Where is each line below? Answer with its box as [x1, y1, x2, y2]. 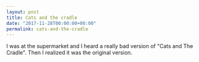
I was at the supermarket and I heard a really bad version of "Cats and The [6, 43, 194, 50]
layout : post [6, 9, 40, 15]
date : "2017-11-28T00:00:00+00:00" [6, 20, 97, 26]
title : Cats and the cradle [6, 15, 78, 21]
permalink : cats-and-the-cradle [6, 26, 88, 32]
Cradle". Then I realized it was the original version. [6, 49, 133, 57]
